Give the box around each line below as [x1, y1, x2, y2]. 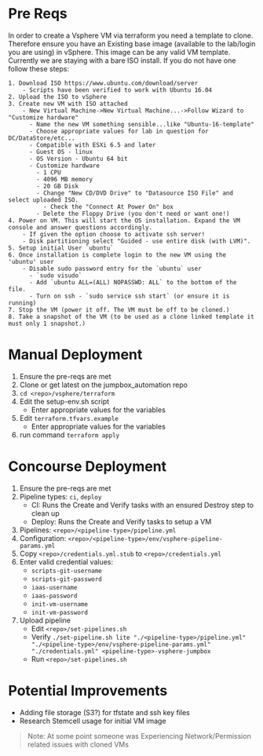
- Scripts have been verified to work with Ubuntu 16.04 [22, 86, 213, 94]
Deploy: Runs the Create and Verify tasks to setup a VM [31, 517, 212, 526]
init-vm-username [31, 600, 89, 608]
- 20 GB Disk [36, 182, 79, 190]
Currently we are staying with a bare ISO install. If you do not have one [8, 56, 236, 65]
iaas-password [31, 592, 78, 600]
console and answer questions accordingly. [8, 223, 153, 232]
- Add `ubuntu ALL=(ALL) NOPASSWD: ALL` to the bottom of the [28, 278, 237, 287]
